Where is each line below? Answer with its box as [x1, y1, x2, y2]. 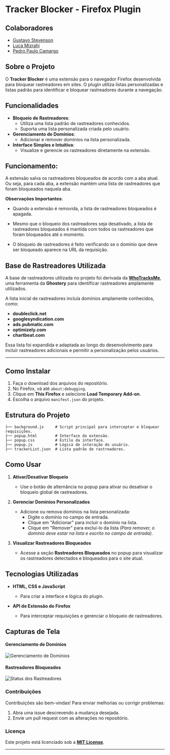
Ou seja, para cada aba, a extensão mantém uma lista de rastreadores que [5, 181, 160, 187]
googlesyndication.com [12, 316, 64, 322]
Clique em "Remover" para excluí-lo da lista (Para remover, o [27, 525, 155, 531]
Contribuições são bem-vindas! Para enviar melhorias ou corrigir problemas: [5, 700, 165, 706]
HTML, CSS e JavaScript [12, 583, 66, 589]
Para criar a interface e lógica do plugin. [20, 593, 104, 599]
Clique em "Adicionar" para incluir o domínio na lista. [27, 519, 138, 525]
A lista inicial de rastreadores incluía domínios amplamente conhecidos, [5, 295, 154, 302]
